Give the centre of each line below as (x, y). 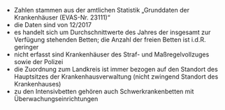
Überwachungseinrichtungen (56, 99)
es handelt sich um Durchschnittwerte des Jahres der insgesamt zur (112, 32)
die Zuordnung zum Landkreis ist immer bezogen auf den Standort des (116, 69)
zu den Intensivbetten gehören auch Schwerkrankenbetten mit (104, 91)
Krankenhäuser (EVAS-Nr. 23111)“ (62, 17)
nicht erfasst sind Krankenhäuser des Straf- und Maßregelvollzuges (111, 54)
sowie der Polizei (38, 62)
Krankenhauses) (37, 84)
